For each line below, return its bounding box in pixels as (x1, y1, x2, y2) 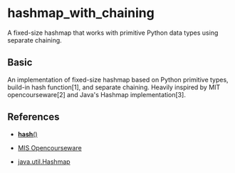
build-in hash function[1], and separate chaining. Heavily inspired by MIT (7, 83, 221, 91)
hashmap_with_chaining (7, 5, 155, 21)
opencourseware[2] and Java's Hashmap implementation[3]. (7, 90, 187, 99)
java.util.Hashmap (17, 157, 70, 166)
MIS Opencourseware (17, 143, 82, 152)
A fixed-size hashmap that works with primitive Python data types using (7, 28, 219, 37)
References (7, 111, 60, 123)
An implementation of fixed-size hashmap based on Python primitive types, (7, 75, 229, 84)
